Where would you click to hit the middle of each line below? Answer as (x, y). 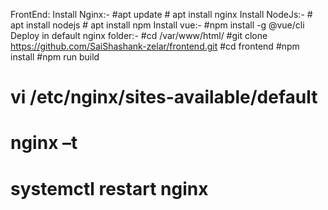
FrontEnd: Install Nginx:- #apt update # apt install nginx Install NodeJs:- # (161, 14)
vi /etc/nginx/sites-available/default (164, 97)
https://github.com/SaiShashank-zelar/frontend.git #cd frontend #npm (155, 46)
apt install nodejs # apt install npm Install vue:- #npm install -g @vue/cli (157, 25)
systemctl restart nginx (109, 188)
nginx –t (44, 143)
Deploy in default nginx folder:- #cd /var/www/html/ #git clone (139, 35)
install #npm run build (55, 57)
